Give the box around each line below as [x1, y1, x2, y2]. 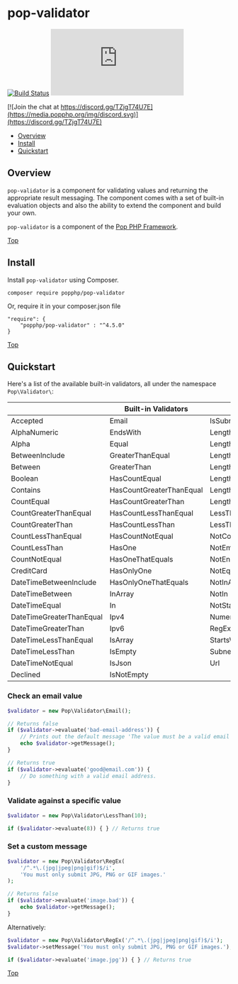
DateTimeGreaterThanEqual [11, 612, 103, 622]
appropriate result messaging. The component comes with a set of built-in [7, 193, 225, 202]
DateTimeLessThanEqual [11, 635, 93, 645]
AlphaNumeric [11, 427, 59, 437]
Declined [11, 669, 41, 679]
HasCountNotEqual [109, 531, 174, 541]
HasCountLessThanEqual [109, 508, 193, 518]
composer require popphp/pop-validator [7, 289, 125, 296]
